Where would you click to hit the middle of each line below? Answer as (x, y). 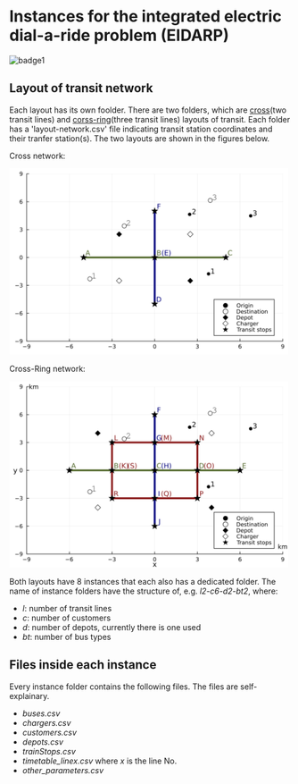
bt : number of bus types (66, 636)
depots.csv (43, 742)
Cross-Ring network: (48, 368)
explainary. (29, 695)
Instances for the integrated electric (146, 17)
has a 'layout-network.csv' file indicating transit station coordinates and (141, 129)
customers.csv (50, 732)
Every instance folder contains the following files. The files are (124, 687)
